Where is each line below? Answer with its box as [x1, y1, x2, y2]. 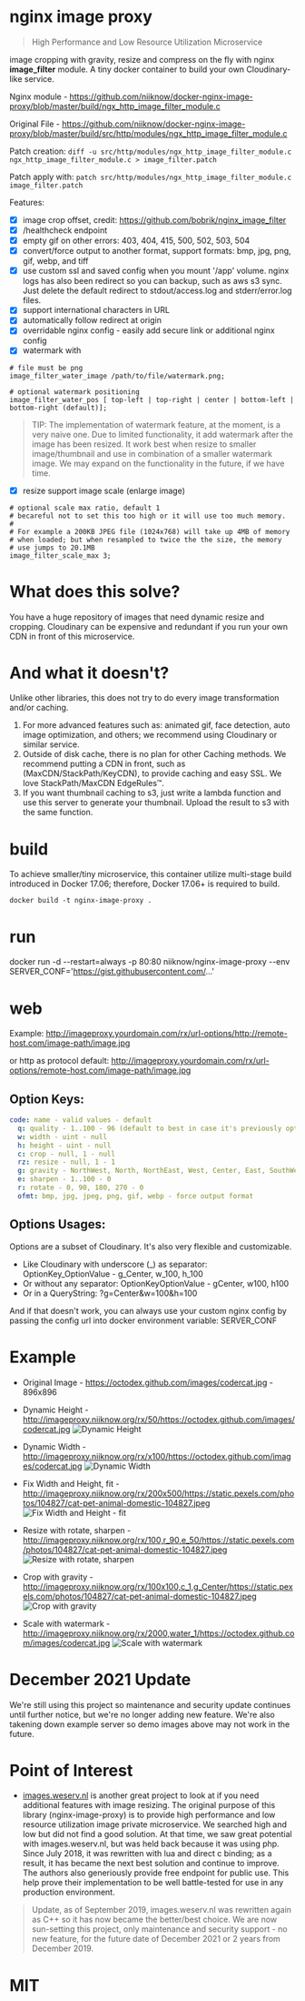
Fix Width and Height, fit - [22, 1478, 120, 1489]
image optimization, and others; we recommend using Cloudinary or [22, 730, 278, 741]
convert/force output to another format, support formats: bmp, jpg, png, [22, 246, 292, 257]
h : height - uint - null [17, 1140, 112, 1150]
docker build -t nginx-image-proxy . [9, 896, 152, 905]
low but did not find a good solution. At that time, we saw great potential [22, 1829, 292, 1840]
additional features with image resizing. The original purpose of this [22, 1800, 276, 1811]
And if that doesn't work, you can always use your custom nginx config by [9, 1305, 288, 1316]
